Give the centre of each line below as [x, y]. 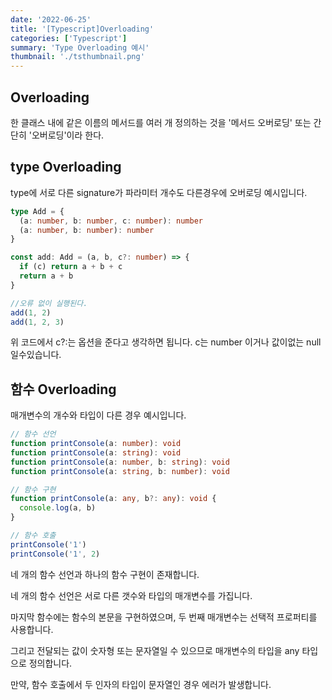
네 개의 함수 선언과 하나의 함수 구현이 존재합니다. [105, 574]
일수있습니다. [36, 355]
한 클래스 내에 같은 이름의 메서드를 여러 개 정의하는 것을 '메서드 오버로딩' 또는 [161, 122]
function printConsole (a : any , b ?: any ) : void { [113, 499]
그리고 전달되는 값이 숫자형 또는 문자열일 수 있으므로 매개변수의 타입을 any [155, 650]
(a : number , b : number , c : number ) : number [111, 221]
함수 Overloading [63, 389]
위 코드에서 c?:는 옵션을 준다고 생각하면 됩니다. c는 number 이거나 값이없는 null [166, 342]
